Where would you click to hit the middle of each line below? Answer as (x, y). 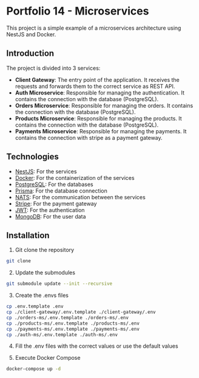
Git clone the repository (45, 250)
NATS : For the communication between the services (80, 197)
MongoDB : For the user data (50, 216)
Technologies (33, 157)
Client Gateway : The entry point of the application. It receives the (97, 79)
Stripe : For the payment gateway (56, 204)
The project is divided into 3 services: (53, 68)
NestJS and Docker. (31, 34)
